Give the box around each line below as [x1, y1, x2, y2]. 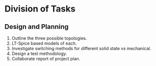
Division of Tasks [4, 3, 76, 14]
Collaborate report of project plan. [11, 56, 80, 61]
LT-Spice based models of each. [11, 40, 77, 46]
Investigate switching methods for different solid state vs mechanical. [11, 46, 152, 51]
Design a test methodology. [11, 51, 67, 56]
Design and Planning [4, 23, 69, 31]
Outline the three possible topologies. [11, 35, 87, 41]
